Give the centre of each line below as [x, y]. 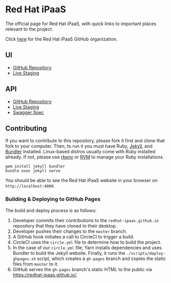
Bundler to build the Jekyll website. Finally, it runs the [69, 253]
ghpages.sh [24, 259]
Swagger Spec [28, 112]
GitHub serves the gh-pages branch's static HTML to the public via [82, 269]
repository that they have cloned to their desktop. [65, 226]
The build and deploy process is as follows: [51, 210]
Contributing [26, 128]
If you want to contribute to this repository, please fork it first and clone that [85, 141]
